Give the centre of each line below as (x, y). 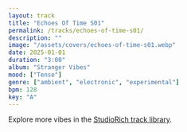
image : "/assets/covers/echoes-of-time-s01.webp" (92, 45)
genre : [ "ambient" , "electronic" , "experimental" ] (94, 82)
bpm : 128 (23, 89)
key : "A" (23, 97)
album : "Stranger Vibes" (49, 68)
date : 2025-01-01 (37, 52)
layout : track (32, 16)
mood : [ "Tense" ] (35, 75)
